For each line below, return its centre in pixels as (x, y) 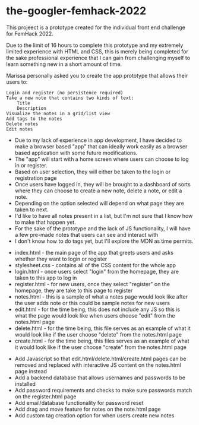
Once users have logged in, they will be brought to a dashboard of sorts (103, 184)
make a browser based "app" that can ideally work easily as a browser (101, 146)
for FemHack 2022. (30, 33)
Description (31, 108)
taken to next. (31, 210)
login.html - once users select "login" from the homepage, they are (97, 271)
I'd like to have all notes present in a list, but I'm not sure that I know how (104, 215)
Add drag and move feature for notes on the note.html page (88, 409)
